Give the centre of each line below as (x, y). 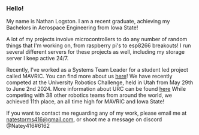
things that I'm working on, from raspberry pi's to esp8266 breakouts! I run (99, 45)
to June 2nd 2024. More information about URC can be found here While (96, 89)
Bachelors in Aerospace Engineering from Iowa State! (72, 27)
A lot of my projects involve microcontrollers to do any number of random (97, 39)
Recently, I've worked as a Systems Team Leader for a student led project (97, 70)
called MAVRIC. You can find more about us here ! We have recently (89, 76)
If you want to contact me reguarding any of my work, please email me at (97, 113)
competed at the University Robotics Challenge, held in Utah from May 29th (100, 82)
